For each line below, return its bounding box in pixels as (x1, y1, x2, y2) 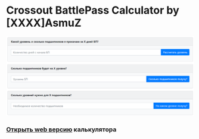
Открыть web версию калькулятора (6, 125, 117, 134)
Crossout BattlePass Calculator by (6, 4, 180, 17)
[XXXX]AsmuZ (6, 16, 82, 30)
